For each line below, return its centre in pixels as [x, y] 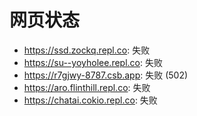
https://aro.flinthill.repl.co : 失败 [87, 87]
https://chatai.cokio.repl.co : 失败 [90, 100]
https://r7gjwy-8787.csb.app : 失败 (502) [106, 75]
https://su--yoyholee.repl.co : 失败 [93, 62]
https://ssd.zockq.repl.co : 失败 [87, 50]
